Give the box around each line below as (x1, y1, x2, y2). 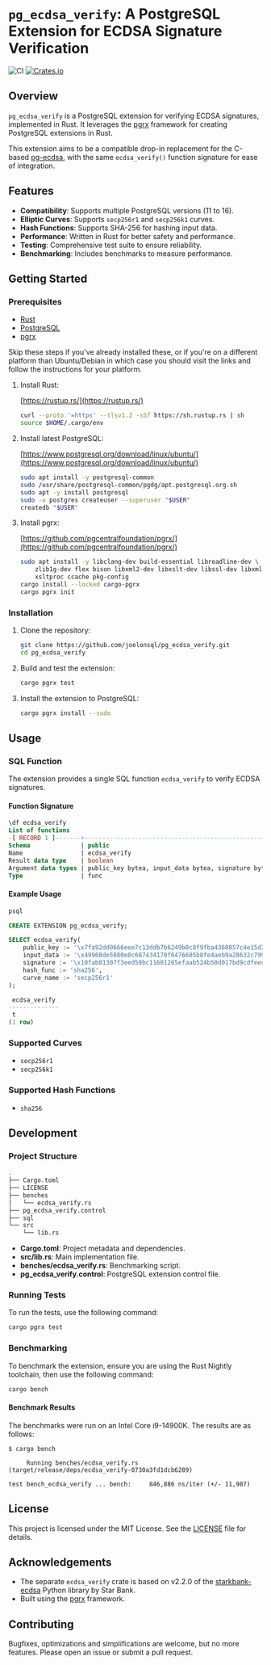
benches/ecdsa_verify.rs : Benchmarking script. (19, 1261, 181, 1271)
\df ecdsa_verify (8, 819, 67, 827)
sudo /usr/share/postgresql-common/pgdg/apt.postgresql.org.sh (19, 481, 238, 489)
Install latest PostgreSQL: (19, 434, 104, 443)
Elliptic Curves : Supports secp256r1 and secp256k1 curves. (19, 214, 215, 224)
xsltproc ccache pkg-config (35, 573, 129, 582)
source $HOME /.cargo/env (19, 419, 104, 427)
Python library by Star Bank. (42, 1585, 135, 1596)
